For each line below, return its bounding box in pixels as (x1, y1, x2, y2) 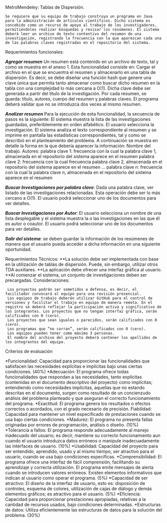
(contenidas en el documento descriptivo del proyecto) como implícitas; (5, 379, 153, 385)
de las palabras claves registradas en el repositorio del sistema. (5, 40, 151, 45)
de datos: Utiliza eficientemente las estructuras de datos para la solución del (5, 507, 163, 512)
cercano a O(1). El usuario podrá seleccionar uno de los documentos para (5, 195, 157, 201)
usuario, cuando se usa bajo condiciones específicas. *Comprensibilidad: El (5, 454, 162, 459)
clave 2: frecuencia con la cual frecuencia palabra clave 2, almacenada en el (5, 159, 163, 165)
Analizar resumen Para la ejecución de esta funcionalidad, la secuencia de (5, 111, 160, 117)
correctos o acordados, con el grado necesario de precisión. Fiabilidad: (5, 406, 152, 412)
